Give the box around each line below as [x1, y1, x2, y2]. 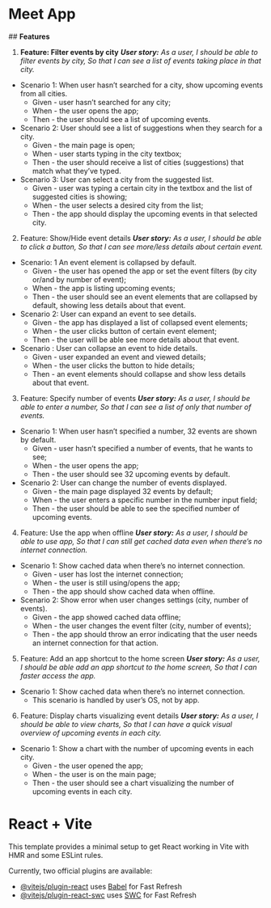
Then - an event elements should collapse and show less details [32, 369, 247, 378]
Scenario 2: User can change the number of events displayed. [19, 478, 227, 488]
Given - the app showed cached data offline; [32, 612, 181, 622]
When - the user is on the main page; [32, 769, 156, 779]
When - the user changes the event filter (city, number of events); [32, 620, 252, 631]
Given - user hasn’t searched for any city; [32, 97, 171, 107]
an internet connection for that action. [32, 638, 159, 648]
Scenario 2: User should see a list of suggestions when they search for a [19, 123, 263, 133]
